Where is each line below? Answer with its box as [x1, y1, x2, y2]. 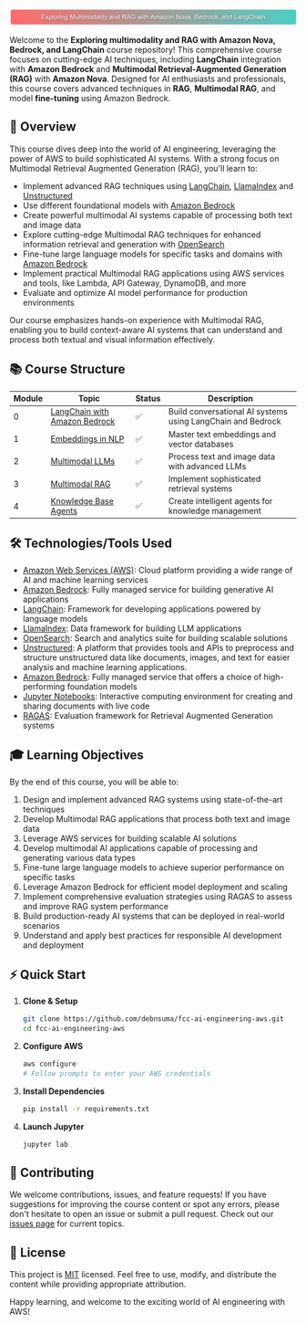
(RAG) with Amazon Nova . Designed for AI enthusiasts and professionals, [9, 73, 287, 85]
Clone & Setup [22, 995, 78, 1007]
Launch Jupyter [22, 1120, 85, 1131]
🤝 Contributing [9, 1164, 95, 1181]
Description [208, 393, 253, 405]
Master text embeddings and [168, 428, 276, 439]
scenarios [22, 919, 61, 930]
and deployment [22, 940, 85, 951]
